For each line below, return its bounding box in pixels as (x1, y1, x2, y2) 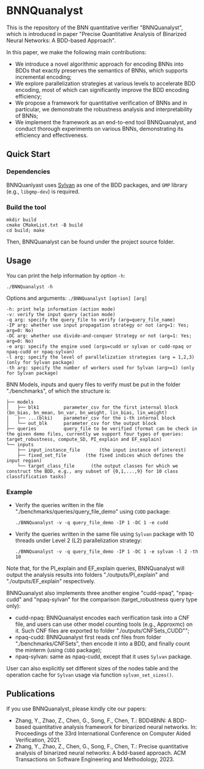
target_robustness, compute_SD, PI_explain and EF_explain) (6, 436, 163, 442)
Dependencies (6, 167, 51, 176)
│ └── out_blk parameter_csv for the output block (6, 420, 157, 426)
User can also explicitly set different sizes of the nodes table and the (6, 665, 178, 672)
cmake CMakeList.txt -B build (6, 222, 83, 228)
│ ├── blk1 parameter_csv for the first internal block (6, 404, 178, 410)
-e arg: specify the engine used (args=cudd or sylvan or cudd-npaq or (6, 343, 192, 349)
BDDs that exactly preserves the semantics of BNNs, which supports (15, 66, 188, 74)
